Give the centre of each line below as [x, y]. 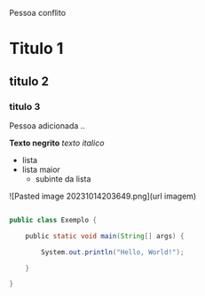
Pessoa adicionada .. [47, 125]
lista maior [41, 169]
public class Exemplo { [53, 220]
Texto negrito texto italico [57, 143]
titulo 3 [25, 106]
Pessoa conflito [38, 13]
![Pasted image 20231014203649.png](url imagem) [103, 196]
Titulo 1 [36, 49]
